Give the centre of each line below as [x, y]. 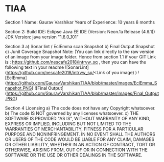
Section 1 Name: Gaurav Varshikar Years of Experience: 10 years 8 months [80, 22]
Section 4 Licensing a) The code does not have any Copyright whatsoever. [80, 108]
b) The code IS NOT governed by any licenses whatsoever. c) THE [72, 113]
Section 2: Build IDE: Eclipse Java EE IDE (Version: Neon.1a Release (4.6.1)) [80, 31]
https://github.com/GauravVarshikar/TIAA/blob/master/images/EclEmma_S [82, 83]
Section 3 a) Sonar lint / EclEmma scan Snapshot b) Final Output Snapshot [80, 46]
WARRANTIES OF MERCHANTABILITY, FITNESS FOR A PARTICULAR [74, 129]
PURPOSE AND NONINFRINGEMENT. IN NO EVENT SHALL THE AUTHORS [80, 134]
